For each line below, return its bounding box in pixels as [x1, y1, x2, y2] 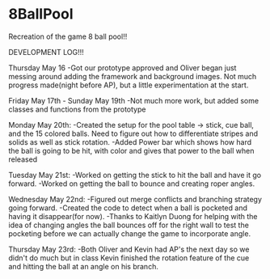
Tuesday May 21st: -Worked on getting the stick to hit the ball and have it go [8, 170, 261, 180]
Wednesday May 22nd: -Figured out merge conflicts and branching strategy [8, 194, 263, 204]
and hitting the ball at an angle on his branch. [8, 261, 159, 271]
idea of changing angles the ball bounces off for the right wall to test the [8, 220, 249, 230]
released [8, 154, 38, 164]
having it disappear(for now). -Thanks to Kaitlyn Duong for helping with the [8, 211, 258, 221]
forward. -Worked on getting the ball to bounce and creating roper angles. [8, 179, 255, 188]
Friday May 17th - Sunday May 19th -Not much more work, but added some [8, 95, 259, 105]
